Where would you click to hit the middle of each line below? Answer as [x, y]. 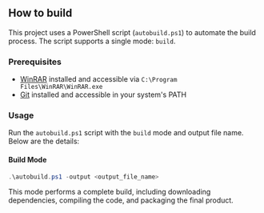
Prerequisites [35, 62]
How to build [40, 13]
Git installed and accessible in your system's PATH [103, 94]
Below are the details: [44, 141]
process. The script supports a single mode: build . [92, 41]
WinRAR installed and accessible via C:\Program [98, 79]
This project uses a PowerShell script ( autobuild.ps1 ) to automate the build [132, 32]
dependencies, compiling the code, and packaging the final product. [121, 200]
